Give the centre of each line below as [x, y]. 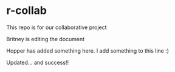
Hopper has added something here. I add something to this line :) [87, 51]
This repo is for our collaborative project [57, 27]
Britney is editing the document [46, 39]
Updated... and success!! [37, 62]
